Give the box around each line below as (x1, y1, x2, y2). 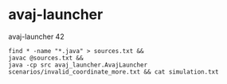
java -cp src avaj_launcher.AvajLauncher (8, 61, 148, 69)
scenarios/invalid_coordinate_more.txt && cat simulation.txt (8, 67, 219, 76)
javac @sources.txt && (8, 54, 84, 62)
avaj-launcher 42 (8, 32, 65, 41)
